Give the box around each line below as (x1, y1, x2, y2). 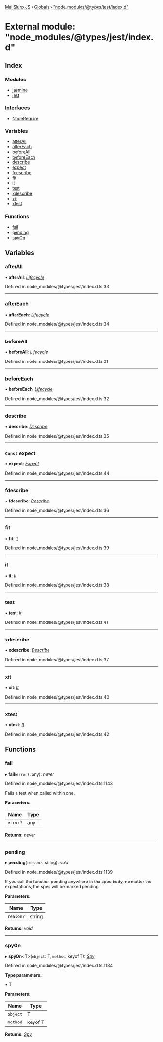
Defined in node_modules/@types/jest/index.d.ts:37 (5, 657, 109, 662)
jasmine (12, 87, 28, 93)
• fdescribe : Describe (5, 498, 49, 504)
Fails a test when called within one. (5, 790, 75, 796)
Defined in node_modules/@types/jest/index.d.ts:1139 (5, 869, 113, 875)
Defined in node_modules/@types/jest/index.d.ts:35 (5, 433, 109, 439)
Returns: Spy (5, 1031, 32, 1037)
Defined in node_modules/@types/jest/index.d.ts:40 (5, 694, 110, 700)
